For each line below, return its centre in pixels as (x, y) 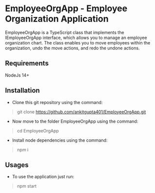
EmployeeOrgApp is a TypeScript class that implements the (65, 32)
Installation (22, 91)
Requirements (27, 63)
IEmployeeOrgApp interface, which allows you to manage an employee (76, 38)
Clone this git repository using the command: (57, 102)
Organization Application (57, 19)
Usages (17, 165)
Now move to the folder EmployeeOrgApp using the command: (75, 121)
